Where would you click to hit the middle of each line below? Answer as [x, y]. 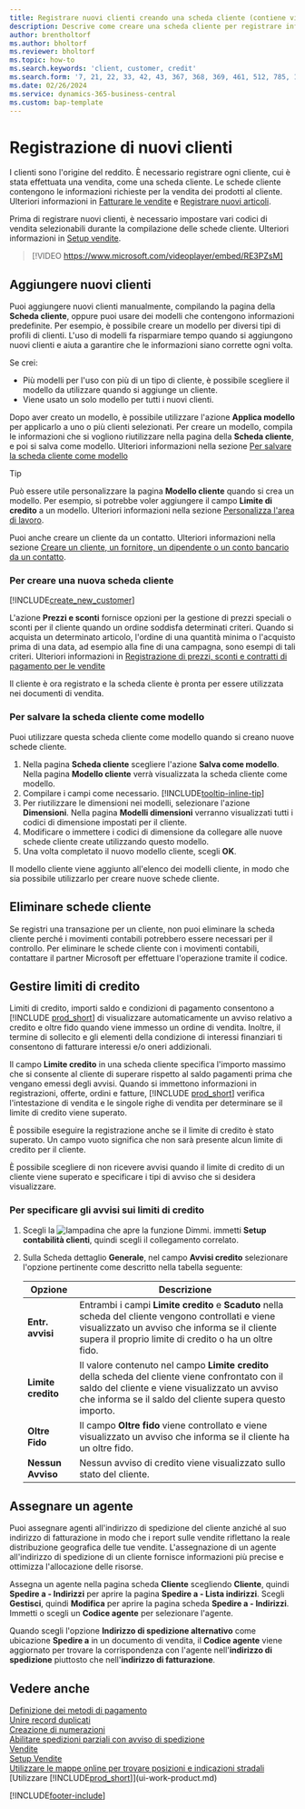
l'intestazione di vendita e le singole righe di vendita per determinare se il [146, 1103]
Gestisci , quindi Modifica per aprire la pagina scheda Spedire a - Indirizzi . [149, 1604]
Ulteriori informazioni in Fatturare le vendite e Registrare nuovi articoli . [140, 202]
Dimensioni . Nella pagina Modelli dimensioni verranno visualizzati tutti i [157, 812]
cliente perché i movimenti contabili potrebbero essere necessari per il [141, 938]
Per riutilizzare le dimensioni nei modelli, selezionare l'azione [136, 803]
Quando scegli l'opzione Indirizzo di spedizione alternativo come [133, 1631]
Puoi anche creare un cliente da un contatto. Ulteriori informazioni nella [143, 538]
